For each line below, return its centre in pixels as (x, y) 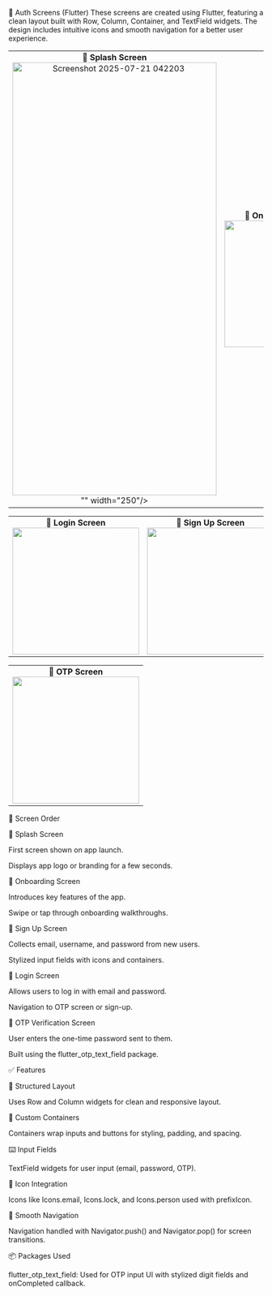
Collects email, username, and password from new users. (104, 944)
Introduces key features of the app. (67, 897)
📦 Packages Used (40, 1256)
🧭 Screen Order (34, 818)
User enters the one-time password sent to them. (91, 1039)
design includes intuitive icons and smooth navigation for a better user (126, 30)
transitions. (27, 1240)
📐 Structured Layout (42, 1086)
